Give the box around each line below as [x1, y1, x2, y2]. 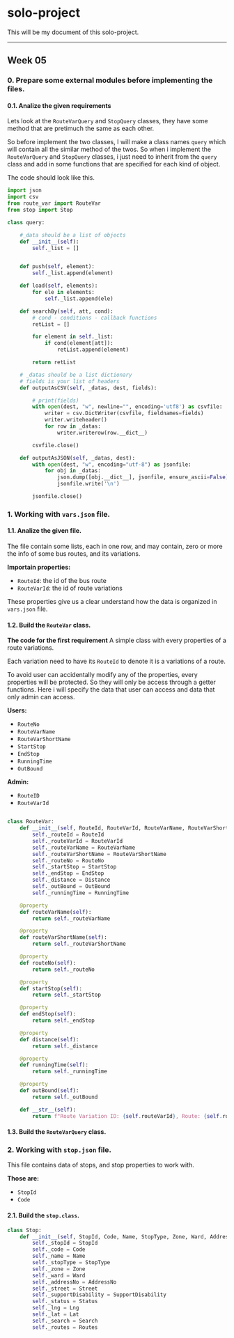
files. [7, 84, 25, 94]
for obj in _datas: [44, 467, 101, 474]
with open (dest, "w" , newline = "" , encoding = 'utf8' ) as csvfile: [32, 403, 223, 410]
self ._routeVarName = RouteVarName [32, 844, 136, 851]
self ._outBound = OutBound [32, 883, 111, 890]
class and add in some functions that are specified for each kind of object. [7, 160, 221, 169]
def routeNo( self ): [19, 959, 77, 966]
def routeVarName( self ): [19, 908, 92, 915]
